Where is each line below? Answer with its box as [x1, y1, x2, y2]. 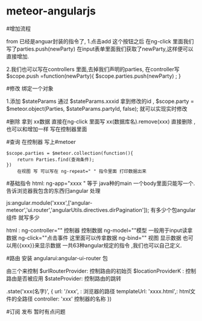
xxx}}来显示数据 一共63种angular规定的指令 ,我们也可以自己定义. [21, 242, 182, 249]
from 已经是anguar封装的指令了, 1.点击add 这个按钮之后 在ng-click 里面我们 [6, 37, 194, 45]
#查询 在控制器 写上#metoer [6, 138, 77, 145]
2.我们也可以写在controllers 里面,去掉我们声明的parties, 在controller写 [6, 65, 180, 73]
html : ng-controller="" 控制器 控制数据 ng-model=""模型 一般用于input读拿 [6, 226, 193, 234]
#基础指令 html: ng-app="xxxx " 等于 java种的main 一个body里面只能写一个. [6, 179, 195, 187]
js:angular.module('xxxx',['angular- [6, 199, 93, 206]
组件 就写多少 [6, 214, 40, 221]
